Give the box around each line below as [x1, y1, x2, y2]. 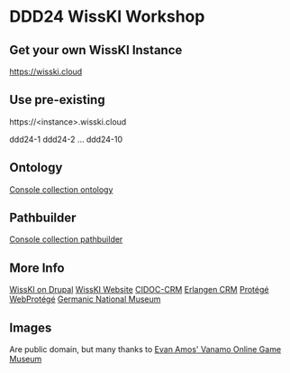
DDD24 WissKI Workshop [9, 6, 205, 27]
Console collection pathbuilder [9, 234, 123, 245]
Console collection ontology [9, 183, 113, 195]
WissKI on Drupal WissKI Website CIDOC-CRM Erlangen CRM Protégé [9, 284, 269, 295]
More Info [9, 260, 65, 275]
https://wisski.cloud [9, 66, 83, 77]
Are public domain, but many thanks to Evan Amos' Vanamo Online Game [9, 344, 282, 355]
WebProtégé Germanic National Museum [9, 294, 161, 304]
